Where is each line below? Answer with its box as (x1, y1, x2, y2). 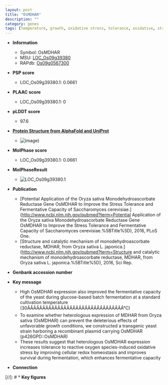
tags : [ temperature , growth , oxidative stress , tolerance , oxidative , (5, 26, 155, 31)
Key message (12, 279, 41, 285)
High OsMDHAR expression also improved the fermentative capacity (19, 289, 161, 295)
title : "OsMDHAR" (5, 12, 41, 17)
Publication (12, 186, 37, 192)
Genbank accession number (12, 269, 72, 275)
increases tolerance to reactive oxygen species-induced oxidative (19, 344, 156, 350)
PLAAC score (12, 89, 41, 95)
